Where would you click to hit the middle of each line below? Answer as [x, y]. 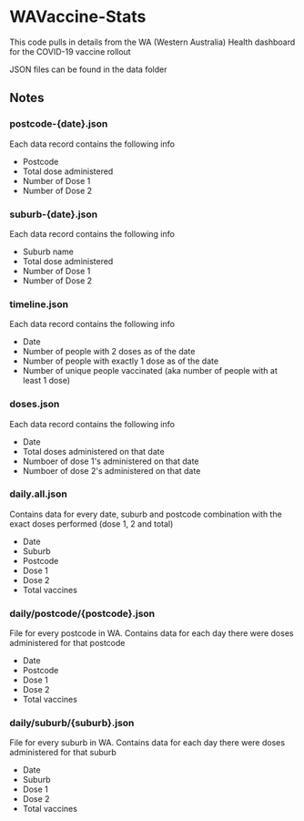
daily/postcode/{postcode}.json [82, 613]
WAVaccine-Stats [78, 17]
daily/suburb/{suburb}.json [72, 724]
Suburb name [48, 251]
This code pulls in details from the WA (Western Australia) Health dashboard [152, 42]
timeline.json [39, 304]
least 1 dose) [46, 381]
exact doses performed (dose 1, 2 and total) [91, 523]
